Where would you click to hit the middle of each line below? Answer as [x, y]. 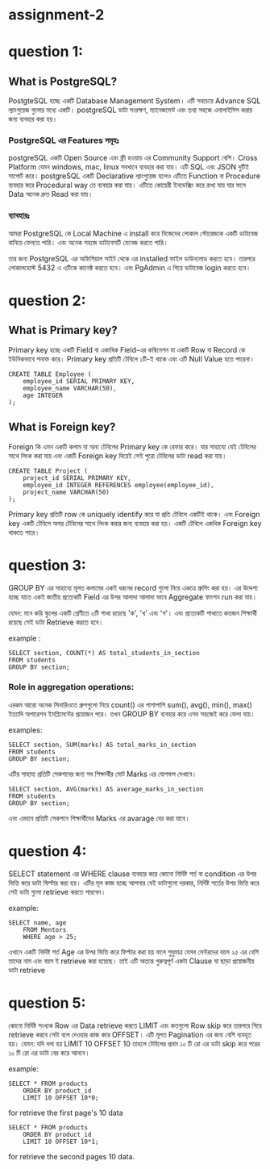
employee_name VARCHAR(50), [70, 388]
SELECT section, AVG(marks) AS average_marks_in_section [106, 789]
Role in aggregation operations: [71, 687]
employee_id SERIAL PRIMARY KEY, [79, 381]
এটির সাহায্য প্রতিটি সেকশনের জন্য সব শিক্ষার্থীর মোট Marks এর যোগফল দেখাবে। [103, 774]
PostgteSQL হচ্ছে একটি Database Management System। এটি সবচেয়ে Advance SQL [135, 101]
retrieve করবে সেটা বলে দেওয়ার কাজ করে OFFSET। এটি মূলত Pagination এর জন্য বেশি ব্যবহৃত [130, 1034]
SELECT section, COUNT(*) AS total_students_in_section [104, 653]
